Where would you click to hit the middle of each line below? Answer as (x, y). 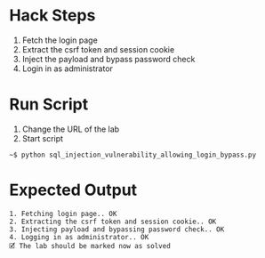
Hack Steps (52, 16)
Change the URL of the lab (71, 129)
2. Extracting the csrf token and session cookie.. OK (113, 222)
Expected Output (73, 190)
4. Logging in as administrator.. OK (79, 237)
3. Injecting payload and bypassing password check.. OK (117, 229)
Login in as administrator (68, 69)
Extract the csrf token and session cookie (98, 49)
